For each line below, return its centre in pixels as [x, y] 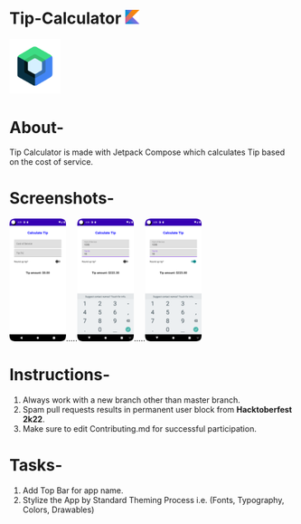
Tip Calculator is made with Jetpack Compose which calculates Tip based [147, 152]
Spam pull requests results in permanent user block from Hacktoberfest [157, 410]
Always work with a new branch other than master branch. [132, 400]
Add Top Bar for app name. [73, 491]
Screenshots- [62, 199]
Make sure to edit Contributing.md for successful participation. [140, 429]
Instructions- [60, 375]
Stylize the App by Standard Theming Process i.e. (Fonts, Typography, [153, 500]
